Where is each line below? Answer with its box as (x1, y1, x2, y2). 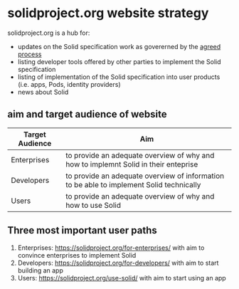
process (17, 50, 42, 58)
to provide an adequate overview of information (65, 171, 225, 181)
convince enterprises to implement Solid (17, 251, 137, 259)
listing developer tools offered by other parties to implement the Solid (17, 57, 222, 65)
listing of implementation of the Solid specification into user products (17, 73, 221, 81)
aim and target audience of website (7, 108, 167, 120)
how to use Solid (65, 200, 121, 210)
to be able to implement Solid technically (65, 179, 201, 189)
